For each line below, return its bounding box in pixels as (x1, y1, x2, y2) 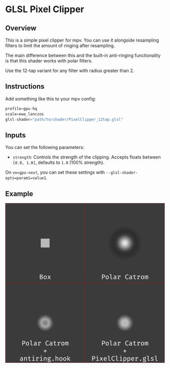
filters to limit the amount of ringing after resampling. (5, 43, 115, 49)
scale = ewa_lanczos (5, 112, 44, 117)
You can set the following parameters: (5, 144, 84, 151)
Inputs (5, 131, 26, 139)
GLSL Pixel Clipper (5, 4, 84, 15)
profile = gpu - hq (5, 106, 37, 111)
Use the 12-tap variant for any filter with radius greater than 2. (5, 67, 135, 73)
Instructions (5, 82, 45, 91)
